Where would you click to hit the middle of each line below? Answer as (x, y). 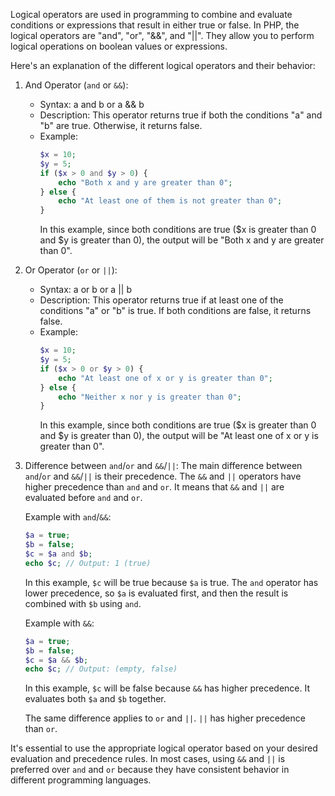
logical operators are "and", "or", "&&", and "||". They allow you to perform (162, 35)
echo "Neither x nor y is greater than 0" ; (150, 397)
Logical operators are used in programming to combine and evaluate (151, 14)
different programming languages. (81, 780)
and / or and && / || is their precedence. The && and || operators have (163, 476)
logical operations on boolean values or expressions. (119, 46)
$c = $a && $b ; (56, 660)
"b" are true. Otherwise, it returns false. (121, 125)
